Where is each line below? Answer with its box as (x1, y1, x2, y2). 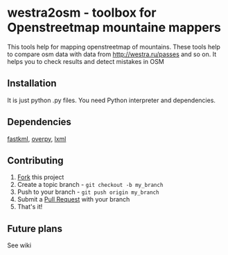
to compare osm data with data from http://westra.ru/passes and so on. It (7, 50, 217, 58)
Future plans (7, 222, 62, 234)
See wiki (7, 241, 32, 249)
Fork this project (17, 173, 64, 181)
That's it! (17, 203, 43, 211)
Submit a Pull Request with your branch (17, 195, 130, 204)
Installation (7, 78, 57, 90)
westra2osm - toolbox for (7, 5, 157, 21)
